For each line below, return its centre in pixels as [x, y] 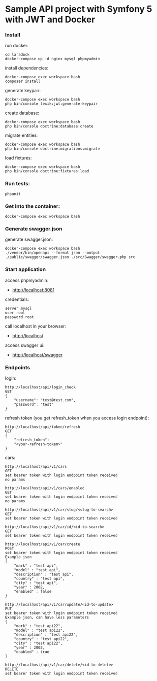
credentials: [17, 299]
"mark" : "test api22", [38, 626]
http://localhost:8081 [33, 290]
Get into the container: [32, 206]
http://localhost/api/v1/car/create [43, 544]
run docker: [17, 46]
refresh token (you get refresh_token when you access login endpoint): [77, 418]
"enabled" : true [32, 652]
